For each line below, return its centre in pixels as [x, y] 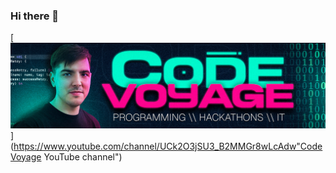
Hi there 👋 [35, 16]
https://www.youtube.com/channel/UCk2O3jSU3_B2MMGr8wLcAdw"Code [168, 146]
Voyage [26, 156]
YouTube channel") [83, 156]
